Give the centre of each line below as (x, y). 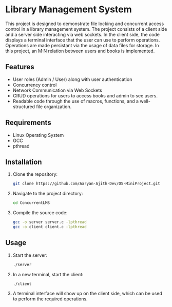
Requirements (28, 123)
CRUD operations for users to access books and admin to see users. (85, 95)
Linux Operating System (38, 135)
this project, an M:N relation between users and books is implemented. (80, 51)
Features (20, 67)
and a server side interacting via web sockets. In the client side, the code (83, 34)
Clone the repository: (35, 174)
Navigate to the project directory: (48, 194)
